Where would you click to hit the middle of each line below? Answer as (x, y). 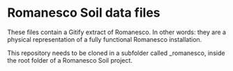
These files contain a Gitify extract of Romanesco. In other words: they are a (117, 32)
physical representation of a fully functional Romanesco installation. (105, 39)
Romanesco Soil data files (84, 13)
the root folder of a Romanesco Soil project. (70, 60)
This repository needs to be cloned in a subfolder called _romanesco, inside (116, 53)
